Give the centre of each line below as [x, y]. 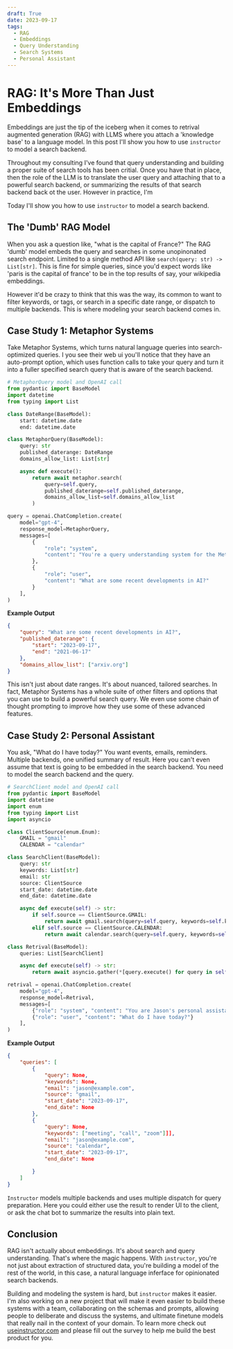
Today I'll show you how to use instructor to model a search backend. [108, 205]
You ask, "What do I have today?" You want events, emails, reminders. [107, 753]
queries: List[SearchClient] [62, 953]
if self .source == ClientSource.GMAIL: [90, 915]
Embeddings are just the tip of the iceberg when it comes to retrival [103, 127]
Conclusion [33, 1234]
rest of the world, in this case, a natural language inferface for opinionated [113, 1273]
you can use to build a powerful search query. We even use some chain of [113, 699]
